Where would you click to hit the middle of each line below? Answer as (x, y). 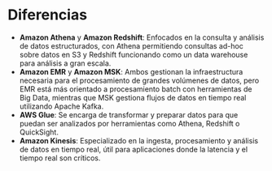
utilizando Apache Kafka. (61, 106)
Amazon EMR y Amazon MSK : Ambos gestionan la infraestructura (131, 71)
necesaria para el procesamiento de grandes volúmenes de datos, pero (139, 80)
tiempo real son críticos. (60, 158)
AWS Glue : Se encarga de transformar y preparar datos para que (129, 114)
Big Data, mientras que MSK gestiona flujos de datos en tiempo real (133, 97)
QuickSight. (39, 132)
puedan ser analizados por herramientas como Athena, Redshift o (129, 123)
